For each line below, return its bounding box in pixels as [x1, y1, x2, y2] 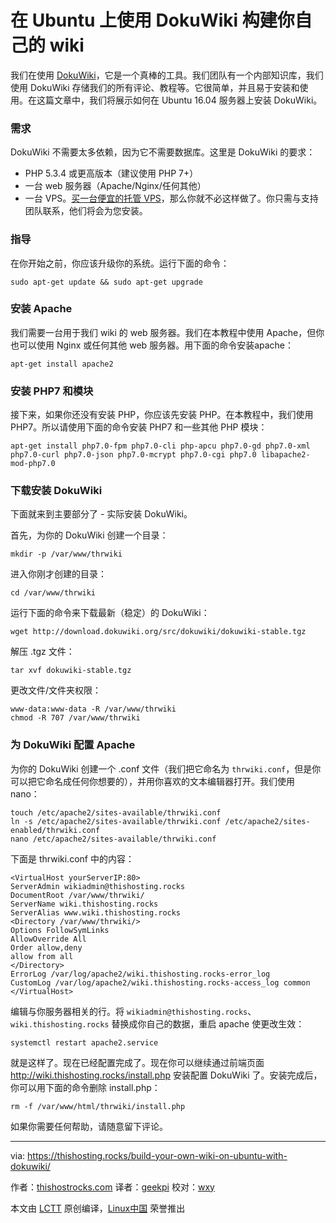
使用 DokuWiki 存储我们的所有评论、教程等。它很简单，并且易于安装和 [10, 81, 300, 93]
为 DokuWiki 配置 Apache [10, 738, 136, 752]
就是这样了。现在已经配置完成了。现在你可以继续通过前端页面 [10, 1056, 265, 1068]
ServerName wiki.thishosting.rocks [10, 899, 159, 909]
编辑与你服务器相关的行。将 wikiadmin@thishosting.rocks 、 [10, 1005, 257, 1017]
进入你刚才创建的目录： [10, 568, 107, 580]
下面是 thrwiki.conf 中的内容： [10, 852, 135, 865]
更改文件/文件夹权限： [10, 684, 102, 696]
